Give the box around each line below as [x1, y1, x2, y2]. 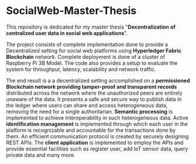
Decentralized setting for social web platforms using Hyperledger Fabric [6, 47, 182, 54]
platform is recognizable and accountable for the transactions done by [6, 127, 176, 134]
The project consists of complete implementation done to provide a [6, 41, 169, 48]
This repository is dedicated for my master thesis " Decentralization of [6, 23, 176, 30]
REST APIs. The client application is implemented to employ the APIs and [6, 139, 184, 146]
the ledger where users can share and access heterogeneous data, [6, 102, 168, 109]
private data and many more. [6, 151, 75, 158]
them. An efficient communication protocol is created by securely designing [6, 132, 189, 139]
